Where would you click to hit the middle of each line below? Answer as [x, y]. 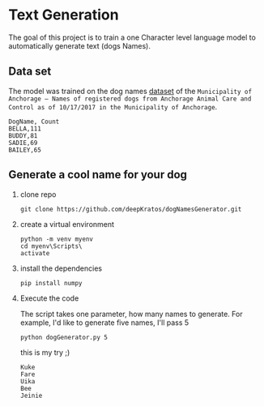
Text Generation [64, 15]
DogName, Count [34, 122]
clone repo [38, 194]
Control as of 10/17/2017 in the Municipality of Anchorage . [113, 106]
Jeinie [31, 395]
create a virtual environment [67, 224]
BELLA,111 [25, 128]
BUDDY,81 [23, 135]
